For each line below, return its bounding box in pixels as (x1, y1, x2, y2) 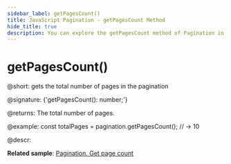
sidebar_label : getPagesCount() (7, 10, 100, 17)
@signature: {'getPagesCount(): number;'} (7, 95, 128, 104)
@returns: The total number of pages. (7, 109, 115, 118)
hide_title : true (7, 23, 57, 30)
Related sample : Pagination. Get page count (7, 149, 133, 158)
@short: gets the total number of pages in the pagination (7, 82, 169, 91)
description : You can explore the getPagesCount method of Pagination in (7, 29, 225, 37)
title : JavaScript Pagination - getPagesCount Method (7, 17, 166, 24)
